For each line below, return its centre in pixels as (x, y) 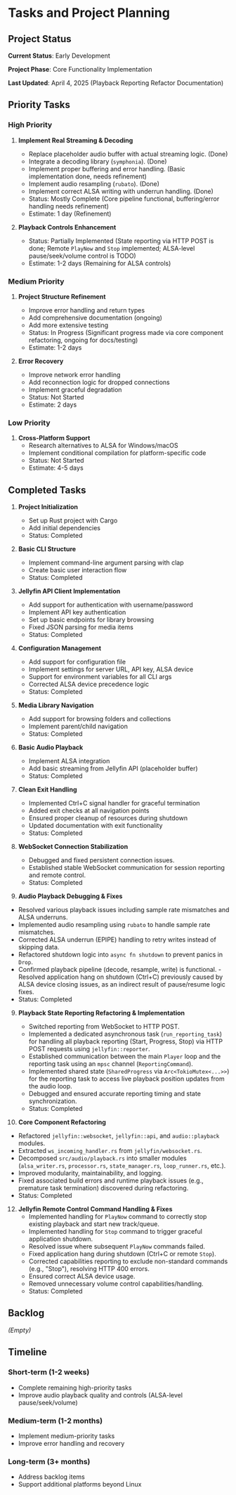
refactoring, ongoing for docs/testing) (83, 340)
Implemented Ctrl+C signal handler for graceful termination (114, 803)
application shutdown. (61, 1239)
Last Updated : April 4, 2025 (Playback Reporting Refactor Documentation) (116, 83)
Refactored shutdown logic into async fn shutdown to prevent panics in (120, 955)
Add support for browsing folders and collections (100, 719)
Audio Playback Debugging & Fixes (70, 896)
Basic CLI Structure (47, 549)
